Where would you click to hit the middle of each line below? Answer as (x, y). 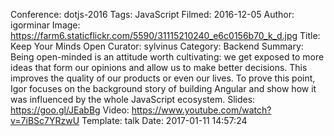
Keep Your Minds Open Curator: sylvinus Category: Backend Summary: (157, 46)
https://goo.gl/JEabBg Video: (70, 110)
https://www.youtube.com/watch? (201, 110)
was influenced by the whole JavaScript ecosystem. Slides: (133, 99)
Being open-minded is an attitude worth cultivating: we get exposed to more (167, 57)
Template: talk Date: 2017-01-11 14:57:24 (164, 120)
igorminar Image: (45, 25)
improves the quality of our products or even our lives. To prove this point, (163, 78)
